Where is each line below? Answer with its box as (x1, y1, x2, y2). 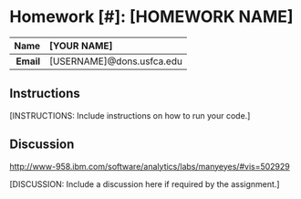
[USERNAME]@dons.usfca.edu (48, 55, 182, 68)
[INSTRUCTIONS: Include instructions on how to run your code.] (9, 110, 251, 120)
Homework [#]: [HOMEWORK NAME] (9, 6, 294, 27)
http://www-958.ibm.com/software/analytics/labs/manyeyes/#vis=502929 (9, 161, 290, 172)
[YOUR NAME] (48, 39, 113, 52)
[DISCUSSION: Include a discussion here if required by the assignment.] (9, 178, 280, 189)
